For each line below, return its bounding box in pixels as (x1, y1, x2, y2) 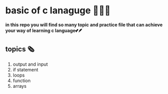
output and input (12, 61, 48, 67)
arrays (12, 83, 27, 89)
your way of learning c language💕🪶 (5, 27, 83, 33)
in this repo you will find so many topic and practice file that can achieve (5, 22, 163, 28)
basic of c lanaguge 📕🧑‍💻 (5, 5, 111, 16)
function (12, 77, 31, 84)
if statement (12, 66, 39, 72)
